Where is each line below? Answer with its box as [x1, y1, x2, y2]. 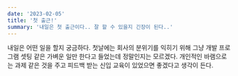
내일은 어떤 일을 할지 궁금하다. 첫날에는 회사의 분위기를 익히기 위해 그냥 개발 [7, 44, 218, 52]
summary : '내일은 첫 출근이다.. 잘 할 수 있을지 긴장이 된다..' [7, 23, 173, 30]
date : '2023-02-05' [7, 10, 65, 18]
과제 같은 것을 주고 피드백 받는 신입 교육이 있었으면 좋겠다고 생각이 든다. [14, 61, 214, 70]
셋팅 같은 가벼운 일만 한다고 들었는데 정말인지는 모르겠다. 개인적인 [20, 52, 202, 61]
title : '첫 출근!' [7, 17, 58, 24]
